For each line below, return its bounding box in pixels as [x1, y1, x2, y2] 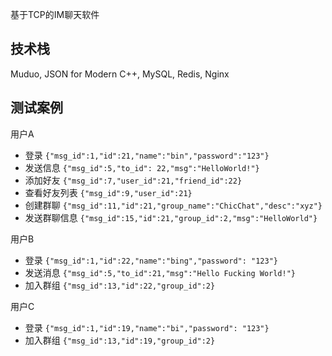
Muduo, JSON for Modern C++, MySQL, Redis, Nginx [10, 68, 230, 80]
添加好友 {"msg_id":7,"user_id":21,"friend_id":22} [24, 174, 243, 186]
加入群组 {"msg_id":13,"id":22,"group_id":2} [24, 279, 216, 291]
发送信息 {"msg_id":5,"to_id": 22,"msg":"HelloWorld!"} [24, 161, 260, 173]
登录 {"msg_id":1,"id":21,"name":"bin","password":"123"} [24, 149, 270, 161]
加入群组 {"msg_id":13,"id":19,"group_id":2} [24, 334, 216, 346]
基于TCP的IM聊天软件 [10, 9, 100, 20]
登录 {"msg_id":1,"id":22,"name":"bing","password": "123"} [24, 254, 278, 266]
